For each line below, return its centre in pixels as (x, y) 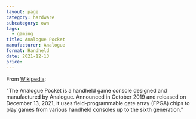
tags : (13, 28)
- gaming (22, 34)
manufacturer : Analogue (36, 45)
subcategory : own (28, 23)
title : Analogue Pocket (36, 39)
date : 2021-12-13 (28, 56)
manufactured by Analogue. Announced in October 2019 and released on (96, 97)
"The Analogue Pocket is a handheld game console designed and (87, 90)
